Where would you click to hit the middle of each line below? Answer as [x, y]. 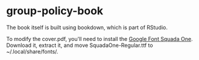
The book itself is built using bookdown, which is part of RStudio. [87, 27]
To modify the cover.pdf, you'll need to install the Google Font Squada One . [99, 39]
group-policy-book [55, 11]
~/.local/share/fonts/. [32, 51]
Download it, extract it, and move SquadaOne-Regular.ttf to [80, 45]
